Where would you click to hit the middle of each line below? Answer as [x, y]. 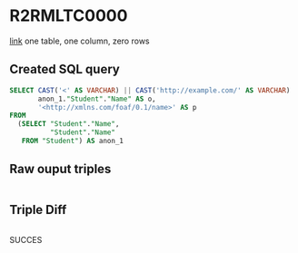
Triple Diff [38, 210]
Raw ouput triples [60, 169]
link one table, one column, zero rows [79, 41]
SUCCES [26, 239]
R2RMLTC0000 [69, 16]
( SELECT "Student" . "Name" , [69, 124]
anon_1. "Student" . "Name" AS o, [97, 99]
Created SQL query [65, 69]
